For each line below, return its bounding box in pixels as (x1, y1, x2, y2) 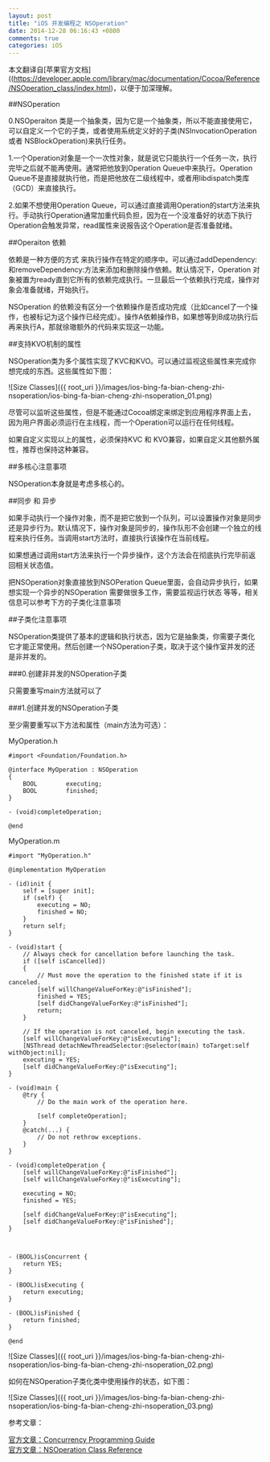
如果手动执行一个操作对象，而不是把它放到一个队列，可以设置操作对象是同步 (8, 513, 262, 523)
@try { (22, 1091, 45, 1099)
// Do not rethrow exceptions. (37, 1133, 142, 1142)
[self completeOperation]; (37, 1112, 128, 1120)
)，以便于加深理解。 (110, 84, 177, 93)
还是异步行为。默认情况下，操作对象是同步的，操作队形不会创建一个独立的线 (8, 524, 262, 533)
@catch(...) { (22, 1127, 70, 1135)
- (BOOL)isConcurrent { (8, 1253, 88, 1261)
